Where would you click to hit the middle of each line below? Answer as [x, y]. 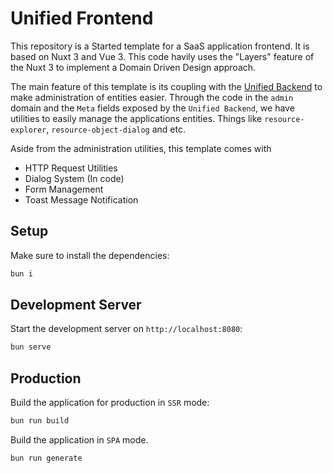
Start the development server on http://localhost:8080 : [126, 329]
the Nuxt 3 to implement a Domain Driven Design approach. [133, 67]
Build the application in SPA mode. [79, 440]
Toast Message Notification [81, 199]
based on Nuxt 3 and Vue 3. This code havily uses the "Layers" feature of [162, 56]
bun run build [40, 421]
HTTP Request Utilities [71, 168]
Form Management [64, 189]
